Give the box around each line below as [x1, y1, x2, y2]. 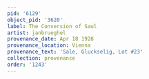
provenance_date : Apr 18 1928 [7, 36, 95, 43]
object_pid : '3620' [7, 16, 63, 23]
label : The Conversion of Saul [7, 23, 97, 30]
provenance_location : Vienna [7, 42, 91, 49]
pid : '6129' [7, 10, 41, 17]
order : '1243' [7, 61, 48, 68]
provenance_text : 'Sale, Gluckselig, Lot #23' [7, 49, 143, 56]
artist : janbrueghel [7, 29, 67, 36]
